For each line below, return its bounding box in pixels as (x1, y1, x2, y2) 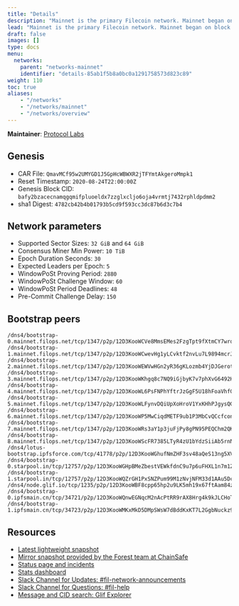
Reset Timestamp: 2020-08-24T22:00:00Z (17, 176, 137, 186)
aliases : (7, 90, 33, 97)
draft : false (7, 30, 46, 38)
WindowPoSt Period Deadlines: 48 (17, 285, 117, 293)
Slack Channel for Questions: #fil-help (17, 583, 130, 591)
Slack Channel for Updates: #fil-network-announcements (17, 575, 186, 584)
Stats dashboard (17, 568, 66, 576)
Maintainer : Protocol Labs (7, 129, 85, 138)
